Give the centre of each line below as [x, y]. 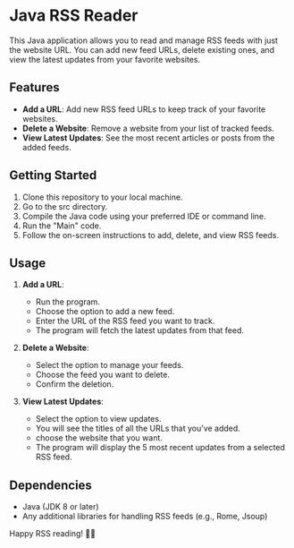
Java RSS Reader [74, 16]
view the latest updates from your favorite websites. [105, 59]
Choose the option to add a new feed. [105, 312]
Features [34, 87]
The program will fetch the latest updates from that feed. [139, 330]
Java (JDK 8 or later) [61, 507]
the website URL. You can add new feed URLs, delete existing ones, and [142, 49]
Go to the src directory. [65, 206]
